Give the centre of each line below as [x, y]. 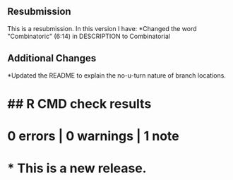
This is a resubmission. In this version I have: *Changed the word [102, 28]
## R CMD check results [79, 103]
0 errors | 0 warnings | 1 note [94, 136]
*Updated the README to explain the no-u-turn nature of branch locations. [116, 75]
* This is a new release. [77, 168]
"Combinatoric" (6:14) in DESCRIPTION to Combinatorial [89, 36]
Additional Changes [52, 58]
